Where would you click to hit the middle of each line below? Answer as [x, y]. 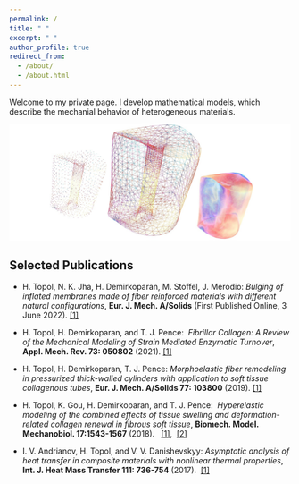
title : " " [29, 28]
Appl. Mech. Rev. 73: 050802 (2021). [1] [97, 352]
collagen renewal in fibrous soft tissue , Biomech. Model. [154, 424]
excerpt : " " [33, 38]
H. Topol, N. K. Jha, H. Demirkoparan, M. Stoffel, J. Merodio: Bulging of [153, 287]
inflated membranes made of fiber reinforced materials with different [149, 296]
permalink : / [33, 19]
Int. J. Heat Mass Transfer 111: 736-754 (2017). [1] [116, 471]
